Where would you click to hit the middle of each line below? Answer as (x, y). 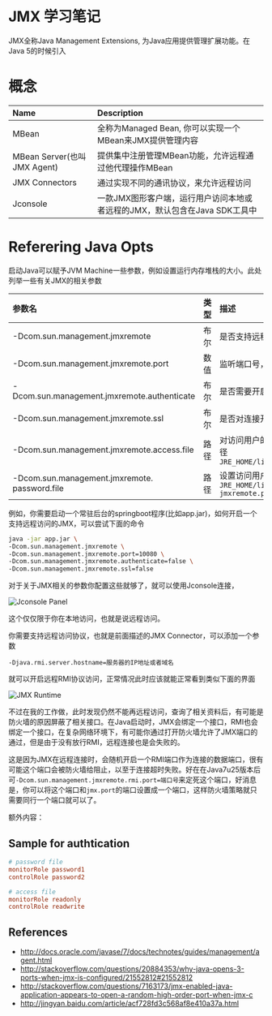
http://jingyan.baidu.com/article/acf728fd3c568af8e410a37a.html (130, 1004)
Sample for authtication (69, 844)
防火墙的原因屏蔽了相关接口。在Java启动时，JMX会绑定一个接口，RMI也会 (133, 722)
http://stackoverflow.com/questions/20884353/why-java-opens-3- (132, 969)
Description (120, 113)
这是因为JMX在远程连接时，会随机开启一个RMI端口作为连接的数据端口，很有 (136, 760)
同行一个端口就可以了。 (62, 800)
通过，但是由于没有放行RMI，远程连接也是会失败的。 (96, 743)
